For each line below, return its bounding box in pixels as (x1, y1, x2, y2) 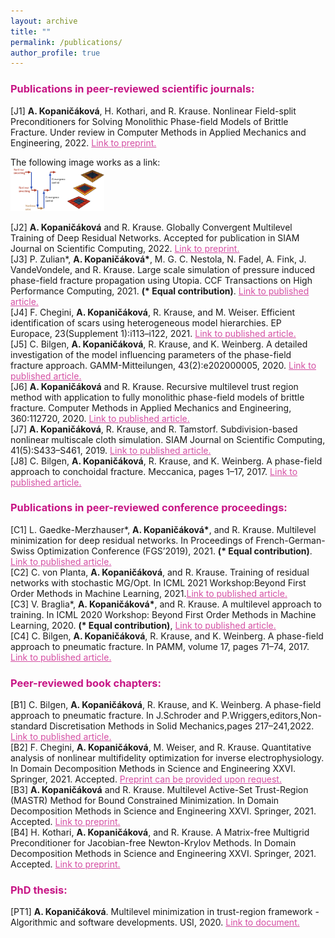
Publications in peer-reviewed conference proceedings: (10, 501, 288, 515)
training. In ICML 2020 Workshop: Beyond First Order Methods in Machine (10, 608, 317, 620)
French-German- (255, 534, 326, 546)
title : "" (10, 26, 52, 37)
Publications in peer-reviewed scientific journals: (10, 82, 255, 96)
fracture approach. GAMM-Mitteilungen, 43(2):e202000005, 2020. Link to (10, 359, 317, 371)
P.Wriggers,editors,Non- (221, 710, 322, 722)
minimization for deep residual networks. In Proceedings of (10, 534, 254, 546)
